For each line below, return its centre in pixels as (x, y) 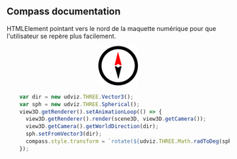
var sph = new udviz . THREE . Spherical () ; (80, 104)
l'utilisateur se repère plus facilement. (62, 36)
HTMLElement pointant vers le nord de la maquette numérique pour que (111, 28)
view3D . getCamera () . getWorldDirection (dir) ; (92, 127)
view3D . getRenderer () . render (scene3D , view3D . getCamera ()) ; (116, 119)
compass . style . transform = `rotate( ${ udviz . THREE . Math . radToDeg (122, 141)
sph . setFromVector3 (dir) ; (63, 134)
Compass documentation (64, 12)
